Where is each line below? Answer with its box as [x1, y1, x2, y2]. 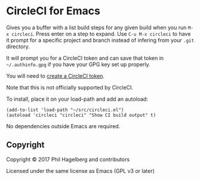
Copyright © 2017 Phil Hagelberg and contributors [6, 156, 130, 163]
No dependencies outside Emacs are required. [6, 122, 121, 129]
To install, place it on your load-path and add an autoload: [6, 95, 148, 103]
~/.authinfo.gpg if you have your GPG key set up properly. [6, 61, 150, 68]
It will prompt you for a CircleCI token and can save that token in [6, 54, 164, 61]
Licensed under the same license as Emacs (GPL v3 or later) [6, 167, 155, 174]
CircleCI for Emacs [6, 4, 100, 18]
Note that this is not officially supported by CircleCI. [6, 83, 133, 91]
